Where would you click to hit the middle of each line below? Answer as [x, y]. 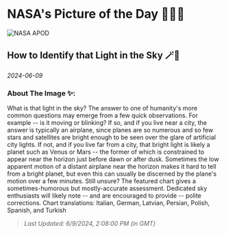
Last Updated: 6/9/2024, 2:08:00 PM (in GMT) [90, 224]
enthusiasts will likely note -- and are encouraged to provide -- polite [104, 196]
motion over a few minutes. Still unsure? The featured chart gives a [102, 181]
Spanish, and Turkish [37, 210]
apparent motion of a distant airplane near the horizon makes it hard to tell [112, 167]
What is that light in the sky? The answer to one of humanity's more [102, 108]
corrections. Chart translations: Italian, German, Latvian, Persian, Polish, [109, 203]
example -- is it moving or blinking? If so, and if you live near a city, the [107, 123]
